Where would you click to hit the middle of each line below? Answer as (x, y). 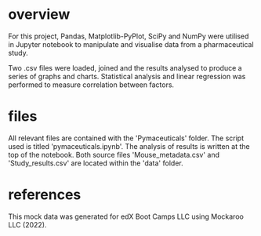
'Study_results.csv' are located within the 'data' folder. (96, 163)
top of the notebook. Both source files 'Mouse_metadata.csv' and (114, 154)
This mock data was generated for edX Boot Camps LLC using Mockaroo (126, 216)
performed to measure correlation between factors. (91, 85)
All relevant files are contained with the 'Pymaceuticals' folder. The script (126, 138)
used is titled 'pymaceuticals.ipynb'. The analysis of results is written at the (129, 146)
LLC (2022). (27, 224)
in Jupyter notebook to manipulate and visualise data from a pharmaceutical (131, 44)
